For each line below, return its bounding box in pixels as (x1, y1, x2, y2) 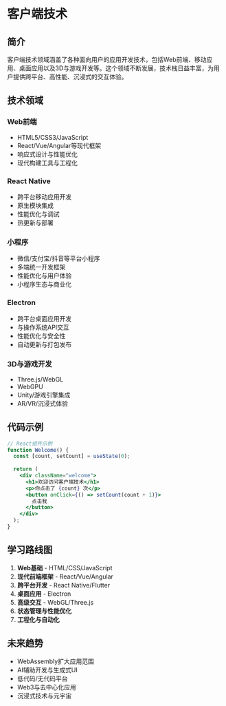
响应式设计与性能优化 (16, 149, 78, 158)
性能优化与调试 (16, 209, 60, 218)
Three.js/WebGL (16, 375, 64, 383)
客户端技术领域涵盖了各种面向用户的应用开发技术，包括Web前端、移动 (7, 56, 207, 63)
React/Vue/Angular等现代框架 (16, 141, 102, 149)
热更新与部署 (16, 218, 54, 227)
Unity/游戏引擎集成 (16, 391, 71, 399)
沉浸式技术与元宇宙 (16, 692, 72, 700)
